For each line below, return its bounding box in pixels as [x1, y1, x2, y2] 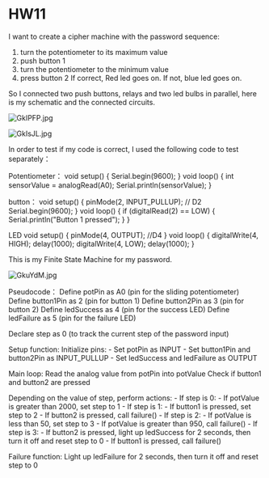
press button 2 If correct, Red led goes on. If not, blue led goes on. [19, 73, 242, 82]
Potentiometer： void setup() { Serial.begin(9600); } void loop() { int [8, 171, 234, 180]
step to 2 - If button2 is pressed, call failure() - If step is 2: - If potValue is [8, 410, 252, 420]
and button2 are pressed [8, 377, 90, 387]
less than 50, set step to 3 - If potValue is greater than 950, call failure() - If [8, 418, 258, 429]
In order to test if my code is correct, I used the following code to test [8, 144, 239, 154]
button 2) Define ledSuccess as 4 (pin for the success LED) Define [8, 304, 230, 314]
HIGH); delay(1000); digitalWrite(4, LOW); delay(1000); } [8, 239, 195, 248]
